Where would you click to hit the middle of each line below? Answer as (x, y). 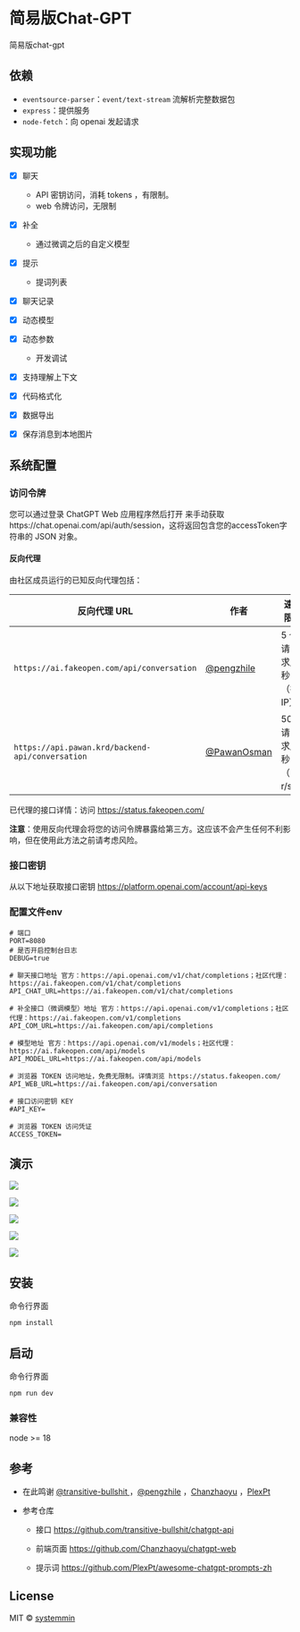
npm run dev (31, 1393)
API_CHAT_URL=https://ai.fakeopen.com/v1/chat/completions (121, 991)
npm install (31, 1323)
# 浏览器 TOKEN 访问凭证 (50, 1126)
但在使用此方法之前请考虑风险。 (83, 840)
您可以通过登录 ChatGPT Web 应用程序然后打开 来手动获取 (117, 514)
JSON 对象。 (58, 536)
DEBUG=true (29, 958)
